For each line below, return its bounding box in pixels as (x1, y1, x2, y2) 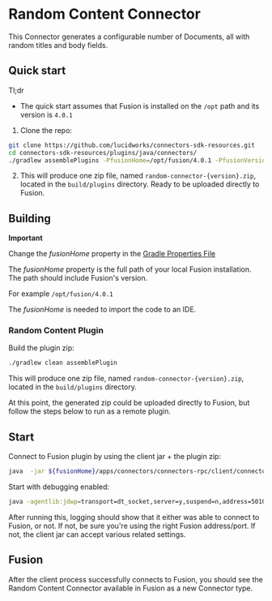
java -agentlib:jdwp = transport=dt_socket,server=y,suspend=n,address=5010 (8, 498, 266, 506)
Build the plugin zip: (8, 343, 74, 353)
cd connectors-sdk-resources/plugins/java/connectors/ (8, 148, 198, 157)
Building (8, 212, 51, 225)
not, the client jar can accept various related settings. (8, 529, 186, 539)
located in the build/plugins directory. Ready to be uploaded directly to (19, 179, 260, 189)
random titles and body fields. (8, 40, 108, 49)
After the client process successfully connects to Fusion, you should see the (8, 574, 263, 584)
